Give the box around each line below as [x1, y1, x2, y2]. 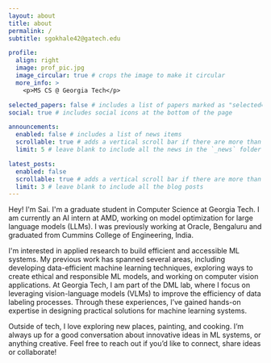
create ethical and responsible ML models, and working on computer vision [8, 272, 259, 282]
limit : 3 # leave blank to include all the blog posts [15, 182, 204, 190]
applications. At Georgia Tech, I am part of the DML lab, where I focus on [8, 280, 251, 290]
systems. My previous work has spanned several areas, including [8, 255, 226, 265]
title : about [8, 19, 52, 27]
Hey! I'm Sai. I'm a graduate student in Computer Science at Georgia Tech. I [8, 205, 260, 215]
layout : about [8, 11, 56, 20]
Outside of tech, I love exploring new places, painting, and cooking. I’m [8, 322, 244, 332]
